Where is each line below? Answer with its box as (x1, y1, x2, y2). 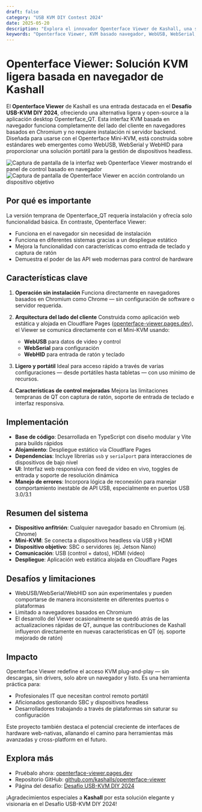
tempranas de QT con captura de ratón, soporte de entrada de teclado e (14, 393, 194, 401)
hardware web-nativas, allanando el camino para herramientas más (6, 729, 173, 737)
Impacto (6, 652, 38, 662)
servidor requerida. (14, 302, 63, 309)
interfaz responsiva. (14, 399, 65, 407)
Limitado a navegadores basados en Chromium (14, 609, 132, 616)
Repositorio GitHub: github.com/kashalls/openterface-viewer (14, 775, 167, 783)
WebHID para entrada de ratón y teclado (23, 351, 125, 358)
